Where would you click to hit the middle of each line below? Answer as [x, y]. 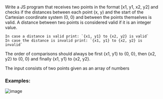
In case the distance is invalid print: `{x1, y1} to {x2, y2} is [74, 41]
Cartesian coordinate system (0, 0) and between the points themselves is [78, 17]
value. [11, 28]
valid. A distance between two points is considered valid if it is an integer [78, 22]
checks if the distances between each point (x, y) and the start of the [74, 12]
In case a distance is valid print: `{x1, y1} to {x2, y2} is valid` [77, 36]
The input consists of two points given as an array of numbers [67, 68]
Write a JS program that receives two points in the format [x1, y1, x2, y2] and [82, 7]
